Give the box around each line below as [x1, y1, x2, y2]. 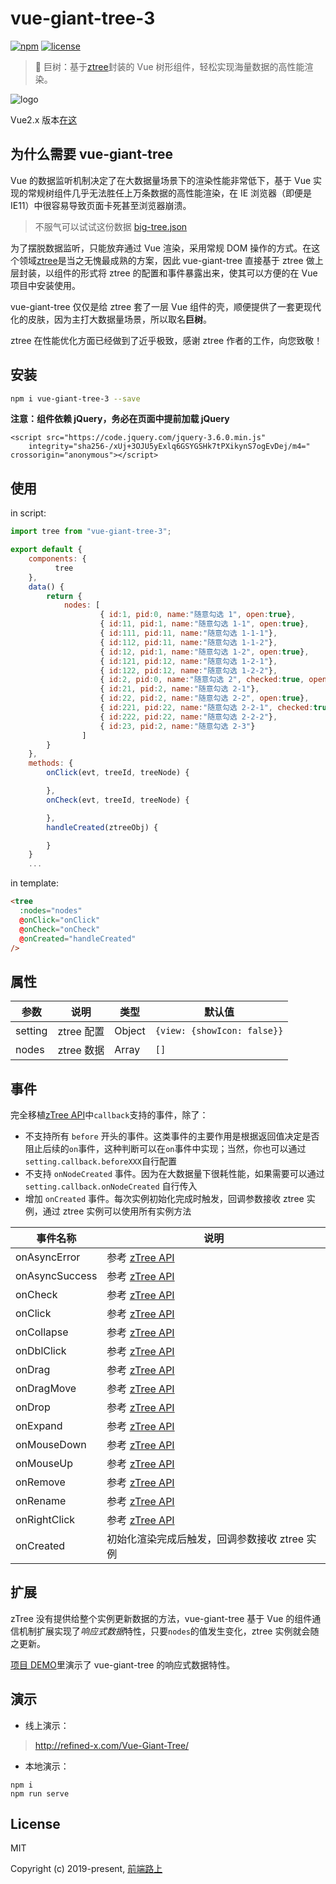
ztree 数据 [57, 1043, 105, 1057]
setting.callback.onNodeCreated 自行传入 [24, 1180, 198, 1192]
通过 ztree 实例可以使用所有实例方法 [42, 1205, 192, 1217]
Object [114, 1024, 146, 1038]
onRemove [15, 1475, 66, 1489]
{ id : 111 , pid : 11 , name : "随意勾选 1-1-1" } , [99, 628, 278, 638]
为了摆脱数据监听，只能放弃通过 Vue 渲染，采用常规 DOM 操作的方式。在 [10, 242, 312, 254]
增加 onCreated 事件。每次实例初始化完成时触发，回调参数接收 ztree [24, 1193, 305, 1204]
